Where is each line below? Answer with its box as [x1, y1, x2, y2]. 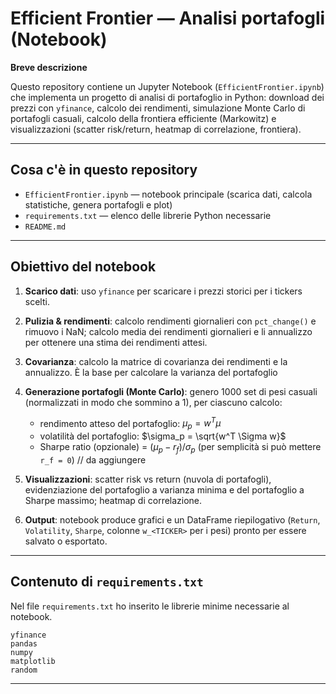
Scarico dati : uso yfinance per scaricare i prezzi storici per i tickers [24, 285, 303, 297]
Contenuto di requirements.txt [10, 573, 204, 591]
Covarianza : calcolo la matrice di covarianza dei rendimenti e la [24, 355, 288, 367]
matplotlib [10, 656, 56, 666]
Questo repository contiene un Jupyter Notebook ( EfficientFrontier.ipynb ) [10, 80, 325, 92]
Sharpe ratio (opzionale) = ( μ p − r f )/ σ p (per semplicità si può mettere [39, 441, 322, 455]
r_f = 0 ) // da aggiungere [39, 453, 147, 466]
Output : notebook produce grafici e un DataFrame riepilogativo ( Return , [24, 513, 321, 526]
